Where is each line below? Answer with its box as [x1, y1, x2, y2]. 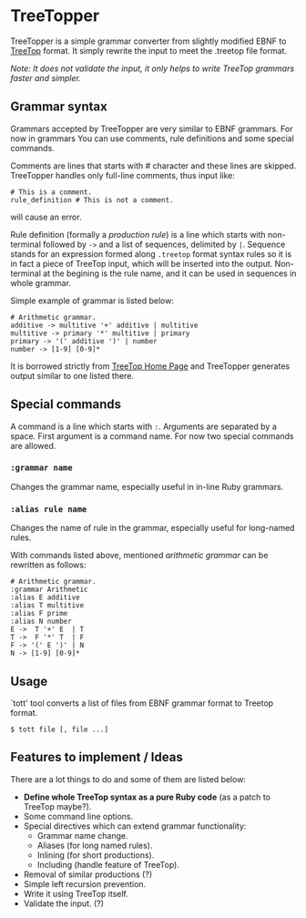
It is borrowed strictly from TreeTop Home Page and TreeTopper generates [10, 361, 291, 372]
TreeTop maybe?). [23, 801, 92, 811]
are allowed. [10, 440, 56, 451]
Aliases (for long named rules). [36, 840, 153, 851]
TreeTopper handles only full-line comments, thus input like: [10, 169, 235, 180]
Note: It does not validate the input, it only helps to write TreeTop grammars [10, 63, 295, 74]
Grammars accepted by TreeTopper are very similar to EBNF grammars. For [10, 123, 293, 134]
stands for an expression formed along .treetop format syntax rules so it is [10, 248, 292, 260]
